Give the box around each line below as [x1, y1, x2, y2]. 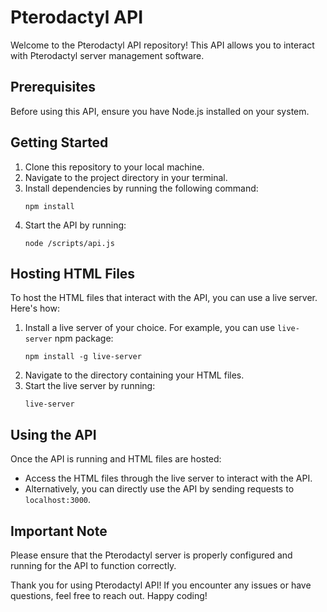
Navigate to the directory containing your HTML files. [24, 369, 245, 381]
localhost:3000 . [24, 494, 92, 506]
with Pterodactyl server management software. [10, 49, 205, 61]
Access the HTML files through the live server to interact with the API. [24, 472, 313, 485]
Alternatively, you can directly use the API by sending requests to [24, 483, 295, 495]
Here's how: [10, 302, 60, 315]
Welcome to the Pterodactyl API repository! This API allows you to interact [10, 39, 315, 51]
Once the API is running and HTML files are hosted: [10, 453, 222, 465]
